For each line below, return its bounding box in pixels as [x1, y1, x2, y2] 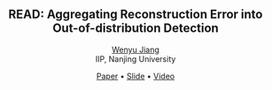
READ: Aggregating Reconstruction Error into [8, 7, 263, 22]
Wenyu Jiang [112, 44, 159, 55]
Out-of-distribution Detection [52, 21, 219, 36]
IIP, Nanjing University [95, 53, 176, 64]
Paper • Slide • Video [96, 71, 175, 81]
